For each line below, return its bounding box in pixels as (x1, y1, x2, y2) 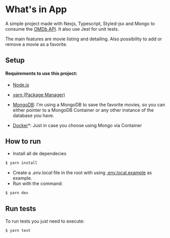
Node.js (12, 82, 30, 88)
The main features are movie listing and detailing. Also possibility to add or (5, 36, 162, 42)
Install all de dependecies (12, 151, 67, 157)
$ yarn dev (5, 191, 29, 196)
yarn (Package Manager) (12, 91, 65, 98)
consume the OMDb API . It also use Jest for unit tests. (5, 26, 119, 32)
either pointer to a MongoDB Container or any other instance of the (12, 107, 154, 113)
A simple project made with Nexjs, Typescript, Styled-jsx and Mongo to (5, 20, 155, 27)
